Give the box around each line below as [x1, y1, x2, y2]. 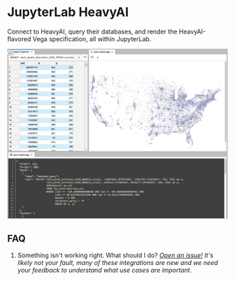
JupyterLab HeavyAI [7, 4, 129, 20]
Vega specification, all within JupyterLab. [32, 34, 152, 43]
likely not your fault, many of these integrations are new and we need [17, 259, 218, 267]
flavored [7, 34, 31, 43]
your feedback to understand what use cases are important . [17, 266, 192, 275]
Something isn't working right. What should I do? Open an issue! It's [17, 251, 214, 259]
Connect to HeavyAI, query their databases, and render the [7, 27, 178, 36]
